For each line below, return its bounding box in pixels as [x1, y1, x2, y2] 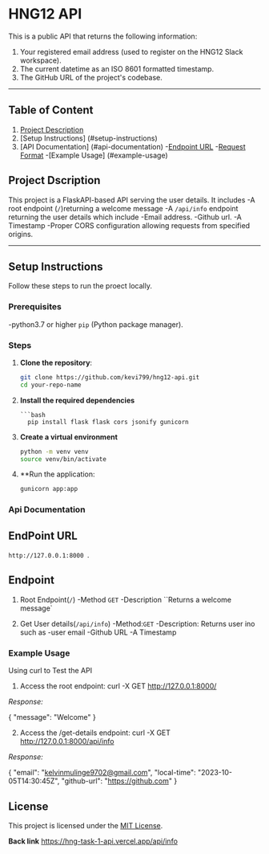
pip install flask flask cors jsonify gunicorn [27, 418, 190, 426]
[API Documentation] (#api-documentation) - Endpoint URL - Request [19, 141, 246, 151]
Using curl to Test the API [8, 666, 93, 676]
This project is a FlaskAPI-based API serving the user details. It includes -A [8, 194, 255, 205]
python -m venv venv [19, 447, 89, 456]
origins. [8, 229, 34, 239]
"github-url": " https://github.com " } [61, 776, 178, 786]
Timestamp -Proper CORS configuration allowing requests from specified [8, 220, 251, 230]
